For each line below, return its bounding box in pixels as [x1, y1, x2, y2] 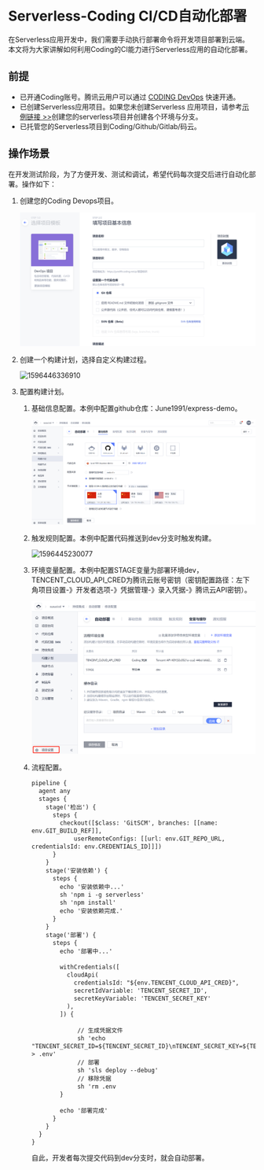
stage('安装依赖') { [46, 866, 108, 874]
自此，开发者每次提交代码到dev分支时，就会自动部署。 [31, 1153, 209, 1162]
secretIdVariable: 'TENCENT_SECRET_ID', [73, 987, 208, 995]
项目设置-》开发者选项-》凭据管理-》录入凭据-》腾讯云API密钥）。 [38, 585, 251, 594]
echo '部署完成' [59, 1106, 108, 1114]
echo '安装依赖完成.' [59, 906, 123, 915]
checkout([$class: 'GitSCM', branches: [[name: [59, 819, 218, 827]
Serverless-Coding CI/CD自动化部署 [8, 7, 247, 25]
